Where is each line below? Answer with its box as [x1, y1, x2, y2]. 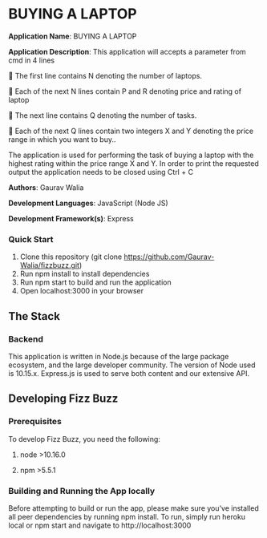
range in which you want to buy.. [8, 134, 116, 144]
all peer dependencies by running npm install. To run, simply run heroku [8, 512, 246, 521]
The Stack [8, 309, 60, 323]
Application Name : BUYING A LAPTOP [8, 31, 137, 41]
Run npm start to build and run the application [19, 277, 172, 287]
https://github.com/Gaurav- [123, 252, 215, 261]
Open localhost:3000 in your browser [19, 286, 144, 296]
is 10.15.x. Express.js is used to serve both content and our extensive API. [8, 368, 250, 378]
